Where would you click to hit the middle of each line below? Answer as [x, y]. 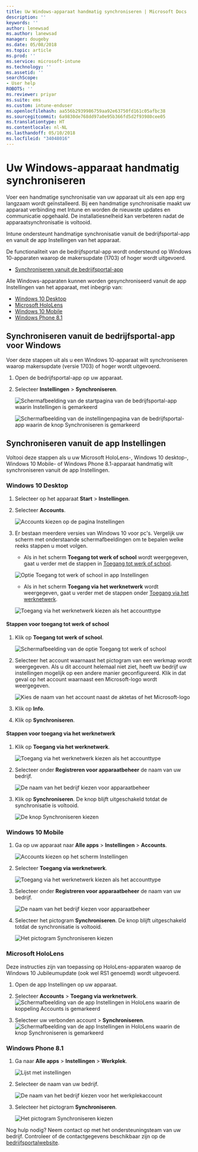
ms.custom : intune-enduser [39, 105]
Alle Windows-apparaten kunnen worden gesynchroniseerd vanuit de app [96, 281]
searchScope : [22, 78]
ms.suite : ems [24, 100]
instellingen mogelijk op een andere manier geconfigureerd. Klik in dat [100, 673]
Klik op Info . [30, 708]
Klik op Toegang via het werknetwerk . [62, 747]
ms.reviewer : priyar [32, 94]
